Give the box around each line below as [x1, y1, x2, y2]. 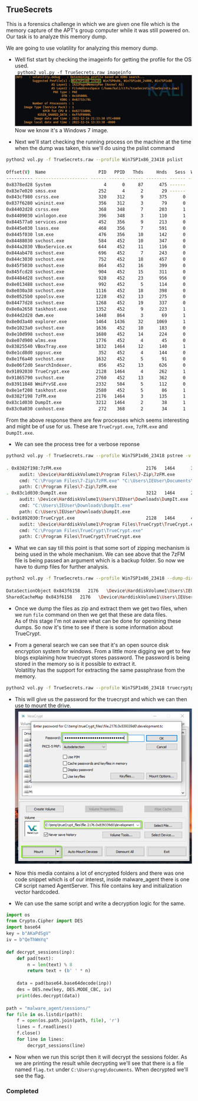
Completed [6, 1087, 39, 1095]
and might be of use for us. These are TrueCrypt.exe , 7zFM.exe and [6, 423, 168, 430]
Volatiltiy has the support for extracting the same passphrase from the [14, 666, 186, 673]
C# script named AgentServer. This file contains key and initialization [14, 882, 183, 889]
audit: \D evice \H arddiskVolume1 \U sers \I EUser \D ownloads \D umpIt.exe [19, 496, 189, 503]
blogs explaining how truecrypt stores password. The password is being [14, 654, 190, 661]
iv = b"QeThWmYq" [6, 937, 49, 943]
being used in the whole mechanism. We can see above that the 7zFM [14, 550, 186, 558]
